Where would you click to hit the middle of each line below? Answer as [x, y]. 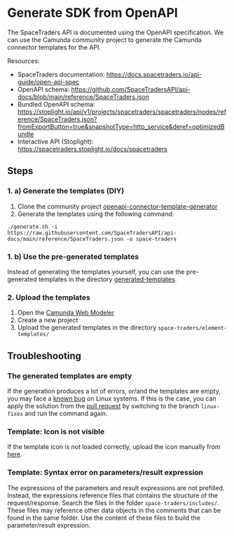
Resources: [23, 60]
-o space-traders [152, 239]
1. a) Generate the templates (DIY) [66, 191]
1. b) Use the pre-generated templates [73, 256]
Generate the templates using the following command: [96, 214]
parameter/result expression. [49, 525]
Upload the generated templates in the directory [87, 328]
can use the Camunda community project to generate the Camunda [104, 39]
